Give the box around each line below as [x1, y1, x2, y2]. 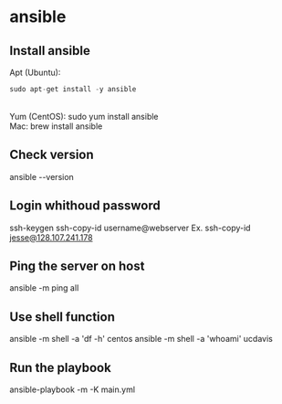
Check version [9, 147, 94, 163]
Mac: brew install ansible [9, 121, 103, 132]
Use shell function [9, 309, 116, 324]
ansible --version [9, 171, 75, 182]
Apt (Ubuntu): [9, 67, 61, 78]
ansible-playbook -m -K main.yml [9, 384, 135, 395]
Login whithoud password [9, 198, 162, 214]
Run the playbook [9, 359, 111, 376]
